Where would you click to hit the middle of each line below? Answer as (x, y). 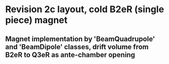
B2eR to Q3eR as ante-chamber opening (70, 55)
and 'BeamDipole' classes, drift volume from (77, 47)
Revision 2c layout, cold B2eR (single (85, 9)
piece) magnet (36, 20)
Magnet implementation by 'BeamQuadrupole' (80, 39)
